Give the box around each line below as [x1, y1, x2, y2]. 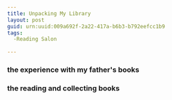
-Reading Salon [13, 36, 57, 43]
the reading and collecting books [7, 83, 120, 93]
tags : [7, 29, 23, 37]
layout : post [7, 17, 45, 23]
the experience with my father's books [7, 65, 140, 74]
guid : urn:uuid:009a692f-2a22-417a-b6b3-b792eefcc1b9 [7, 23, 166, 30]
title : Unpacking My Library [7, 10, 91, 17]
